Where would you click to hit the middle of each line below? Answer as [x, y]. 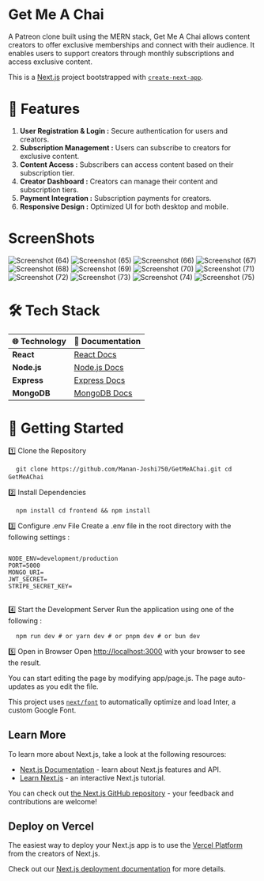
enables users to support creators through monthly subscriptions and [121, 53]
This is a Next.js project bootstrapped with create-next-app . [106, 77]
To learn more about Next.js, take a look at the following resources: [117, 754]
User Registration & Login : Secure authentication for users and [123, 130]
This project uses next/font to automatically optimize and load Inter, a [122, 701]
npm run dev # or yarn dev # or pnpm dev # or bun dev [107, 636]
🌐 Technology [40, 341]
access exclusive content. [51, 62]
